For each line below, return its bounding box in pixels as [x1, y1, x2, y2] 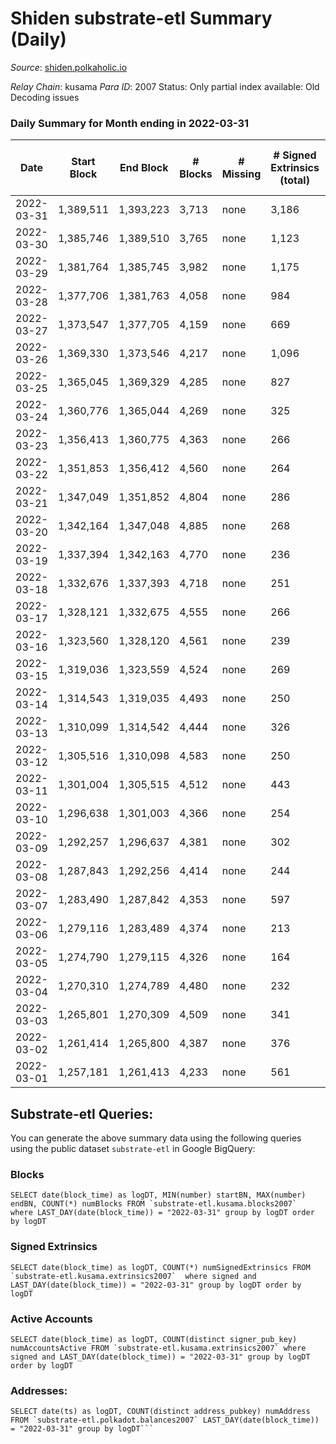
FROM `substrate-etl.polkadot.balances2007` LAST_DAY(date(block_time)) [10, 1415, 320, 1426]
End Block [119, 161, 169, 175]
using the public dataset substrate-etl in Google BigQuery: [10, 1143, 256, 1155]
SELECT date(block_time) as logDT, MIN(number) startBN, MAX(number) [10, 1190, 307, 1201]
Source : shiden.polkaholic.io [10, 61, 128, 73]
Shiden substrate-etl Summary [10, 7, 273, 30]
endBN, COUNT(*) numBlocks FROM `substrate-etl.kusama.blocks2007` [10, 1199, 298, 1209]
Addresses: [10, 1383, 68, 1397]
